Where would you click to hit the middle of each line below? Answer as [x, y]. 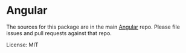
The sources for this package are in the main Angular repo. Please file [93, 27]
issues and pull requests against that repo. [59, 33]
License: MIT [22, 45]
